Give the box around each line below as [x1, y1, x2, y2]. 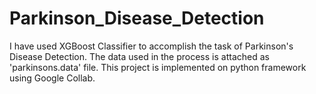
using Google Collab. [9, 72, 96, 84]
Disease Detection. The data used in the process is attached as [9, 50, 270, 62]
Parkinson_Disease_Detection [9, 7, 265, 30]
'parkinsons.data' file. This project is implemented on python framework [9, 61, 307, 73]
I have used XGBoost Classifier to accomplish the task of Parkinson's [9, 40, 294, 52]
